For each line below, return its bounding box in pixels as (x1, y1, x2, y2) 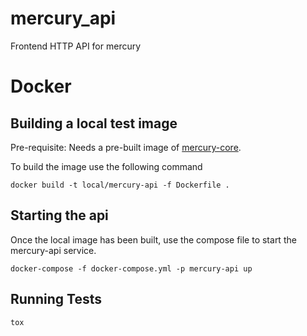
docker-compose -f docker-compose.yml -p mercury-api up (10, 263, 253, 274)
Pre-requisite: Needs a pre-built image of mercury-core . (10, 141, 242, 153)
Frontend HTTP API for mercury (10, 40, 142, 52)
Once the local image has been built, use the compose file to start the (10, 233, 297, 246)
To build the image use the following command (10, 160, 203, 172)
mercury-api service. (10, 244, 97, 256)
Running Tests (10, 291, 102, 308)
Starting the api (10, 207, 109, 224)
